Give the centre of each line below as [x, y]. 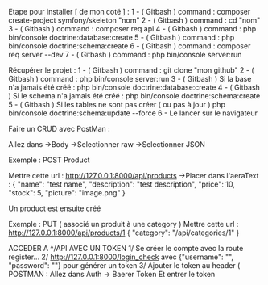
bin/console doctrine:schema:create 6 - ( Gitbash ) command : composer [130, 46]
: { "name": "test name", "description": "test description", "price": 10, [122, 184]
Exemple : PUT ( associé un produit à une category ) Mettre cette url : [124, 224]
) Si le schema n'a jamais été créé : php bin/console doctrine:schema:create [134, 96]
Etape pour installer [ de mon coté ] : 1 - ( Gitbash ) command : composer [130, 12]
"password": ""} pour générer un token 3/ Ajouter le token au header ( [124, 265]
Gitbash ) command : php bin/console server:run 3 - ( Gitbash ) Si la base [130, 79]
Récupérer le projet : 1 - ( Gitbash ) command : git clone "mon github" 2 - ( [132, 70]
